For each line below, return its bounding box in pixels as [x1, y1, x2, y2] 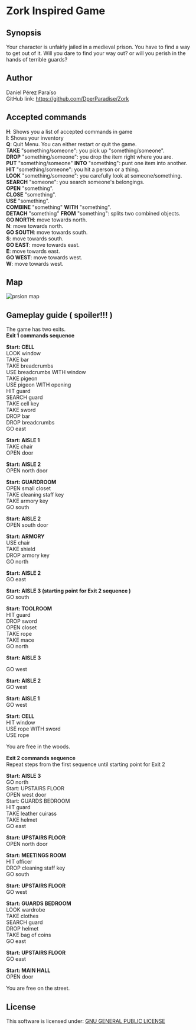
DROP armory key [6, 552, 50, 559]
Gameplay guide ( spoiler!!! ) [6, 310, 113, 320]
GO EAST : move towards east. [6, 241, 80, 248]
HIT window [6, 719, 35, 726]
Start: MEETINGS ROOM [6, 852, 67, 859]
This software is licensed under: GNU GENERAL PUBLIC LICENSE [6, 1018, 165, 1025]
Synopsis [6, 28, 41, 38]
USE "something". [6, 197, 50, 204]
